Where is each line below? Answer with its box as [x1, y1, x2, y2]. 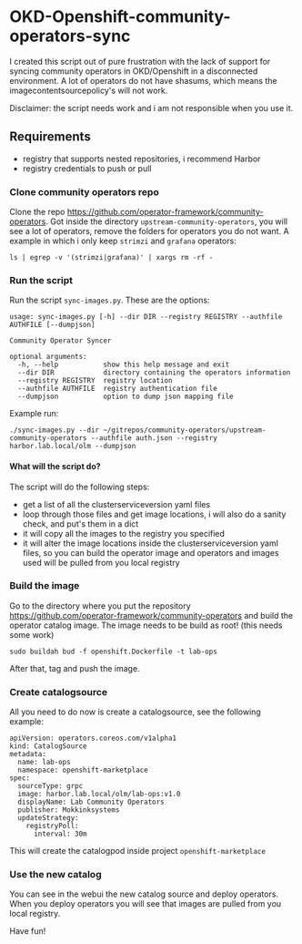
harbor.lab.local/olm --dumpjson [9, 442, 136, 451]
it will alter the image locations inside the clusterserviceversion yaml [22, 538, 279, 549]
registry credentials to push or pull [22, 162, 152, 174]
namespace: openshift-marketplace [17, 765, 148, 775]
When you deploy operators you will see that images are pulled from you [9, 898, 282, 909]
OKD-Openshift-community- [9, 6, 231, 27]
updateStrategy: [17, 814, 79, 823]
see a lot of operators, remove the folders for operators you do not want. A [9, 226, 289, 237]
